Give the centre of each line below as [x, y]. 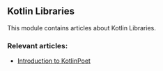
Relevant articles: [38, 45]
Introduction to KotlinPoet [54, 61]
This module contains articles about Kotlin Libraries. [82, 28]
